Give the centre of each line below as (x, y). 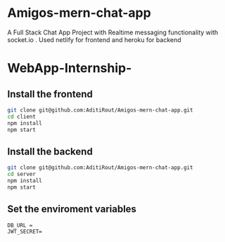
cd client (22, 116)
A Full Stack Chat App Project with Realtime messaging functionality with (113, 32)
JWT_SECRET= (25, 231)
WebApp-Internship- (70, 68)
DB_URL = (20, 225)
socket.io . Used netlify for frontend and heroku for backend (94, 39)
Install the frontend (50, 94)
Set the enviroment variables (72, 209)
